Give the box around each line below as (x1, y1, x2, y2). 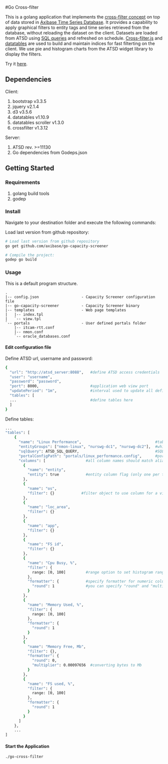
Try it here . (5, 61, 28, 66)
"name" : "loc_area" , (27, 504, 70, 509)
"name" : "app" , (27, 523, 59, 528)
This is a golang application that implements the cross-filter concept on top (5, 14, 160, 19)
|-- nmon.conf (14, 329, 43, 334)
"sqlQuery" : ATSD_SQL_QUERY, (18, 448, 79, 454)
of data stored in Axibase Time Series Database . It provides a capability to (5, 19, 158, 25)
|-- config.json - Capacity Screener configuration (5, 294, 155, 299)
